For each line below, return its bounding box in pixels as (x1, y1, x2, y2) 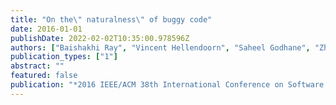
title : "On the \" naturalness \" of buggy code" (10, 14, 213, 25)
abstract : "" (10, 61, 65, 71)
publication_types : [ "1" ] (10, 52, 118, 62)
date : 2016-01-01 (10, 24, 83, 34)
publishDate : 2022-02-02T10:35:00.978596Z (10, 33, 190, 43)
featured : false (10, 71, 78, 81)
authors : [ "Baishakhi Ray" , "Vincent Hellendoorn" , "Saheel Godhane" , (10, 42, 311, 53)
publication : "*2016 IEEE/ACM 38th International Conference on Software (10, 80, 325, 90)
